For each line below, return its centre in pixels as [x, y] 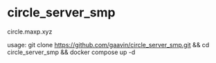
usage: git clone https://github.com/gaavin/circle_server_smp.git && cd [108, 45]
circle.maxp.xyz [30, 32]
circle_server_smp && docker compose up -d [71, 52]
